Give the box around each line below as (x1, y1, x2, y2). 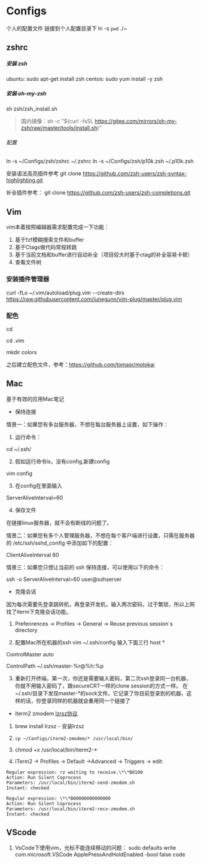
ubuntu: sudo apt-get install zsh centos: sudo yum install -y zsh (6, 75, 163, 83)
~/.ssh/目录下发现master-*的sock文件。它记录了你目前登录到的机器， (14, 689, 187, 696)
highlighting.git (6, 177, 43, 184)
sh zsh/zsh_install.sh (6, 105, 58, 112)
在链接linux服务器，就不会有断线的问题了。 (6, 519, 112, 526)
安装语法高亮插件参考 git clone (6, 170, 82, 177)
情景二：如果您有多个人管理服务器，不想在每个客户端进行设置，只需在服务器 (6, 531, 195, 539)
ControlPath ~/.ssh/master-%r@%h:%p (6, 662, 103, 670)
